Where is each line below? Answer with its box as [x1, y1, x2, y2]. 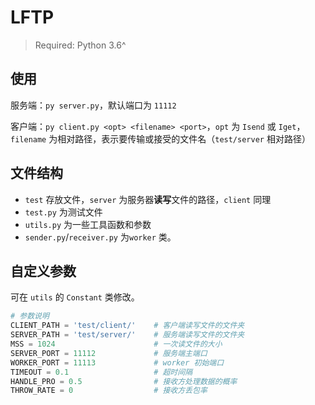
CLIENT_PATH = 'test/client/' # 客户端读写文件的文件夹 [10, 321, 245, 331]
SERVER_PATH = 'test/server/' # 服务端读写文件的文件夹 [10, 330, 245, 340]
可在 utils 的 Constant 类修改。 [10, 291, 140, 303]
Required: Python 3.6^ [34, 39, 127, 51]
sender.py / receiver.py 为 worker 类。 [24, 231, 177, 243]
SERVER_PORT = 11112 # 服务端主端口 [10, 348, 208, 358]
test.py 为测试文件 [24, 206, 103, 218]
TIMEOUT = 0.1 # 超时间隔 [10, 367, 193, 377]
